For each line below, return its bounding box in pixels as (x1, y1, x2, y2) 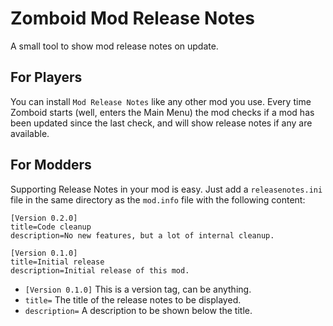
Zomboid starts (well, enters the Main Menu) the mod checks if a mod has (10, 106, 315, 118)
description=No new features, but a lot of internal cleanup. (10, 230, 275, 241)
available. (10, 127, 50, 139)
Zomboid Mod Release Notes (10, 7, 255, 30)
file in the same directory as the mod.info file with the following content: (10, 193, 306, 206)
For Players (10, 69, 83, 86)
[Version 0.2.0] (10, 213, 78, 223)
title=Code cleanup (10, 222, 92, 232)
